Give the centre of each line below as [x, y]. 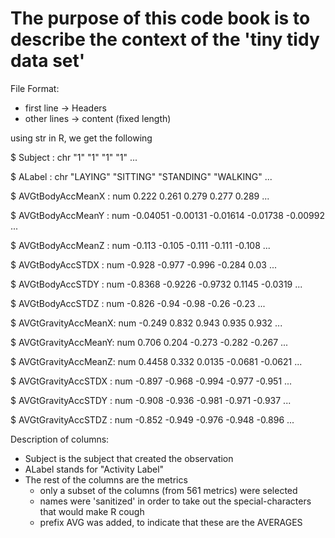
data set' [48, 61]
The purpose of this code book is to [160, 18]
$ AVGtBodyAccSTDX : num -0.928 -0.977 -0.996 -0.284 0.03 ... [144, 264]
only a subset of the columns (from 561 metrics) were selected [168, 490]
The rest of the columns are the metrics [106, 479]
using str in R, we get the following [81, 138]
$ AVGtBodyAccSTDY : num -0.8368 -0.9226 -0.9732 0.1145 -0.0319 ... [156, 284]
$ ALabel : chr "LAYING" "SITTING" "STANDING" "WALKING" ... [141, 176]
